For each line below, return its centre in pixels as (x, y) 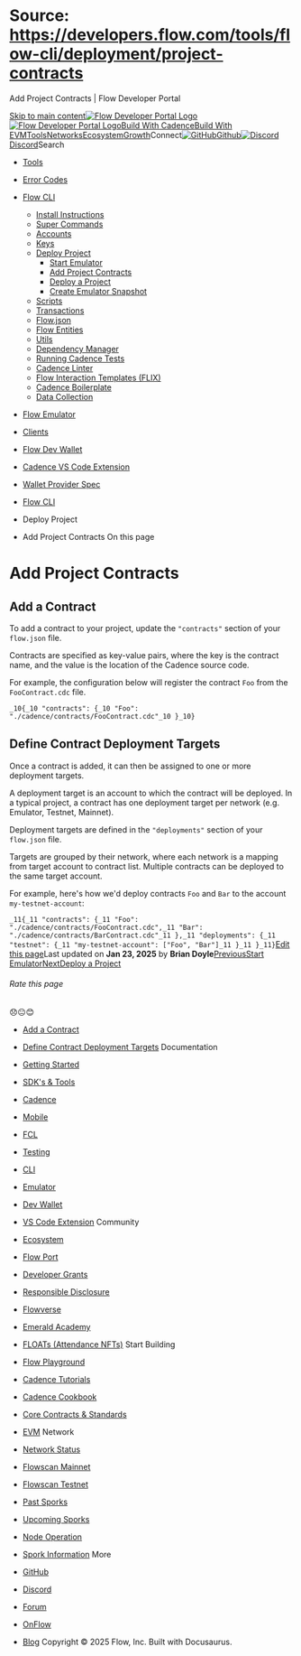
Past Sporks (45, 1502)
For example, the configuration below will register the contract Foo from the (149, 682)
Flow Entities (59, 330)
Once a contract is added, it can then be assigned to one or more (130, 766)
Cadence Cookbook (59, 1397)
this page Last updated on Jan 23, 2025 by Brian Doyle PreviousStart (137, 954)
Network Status (51, 1449)
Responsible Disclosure (66, 1291)
